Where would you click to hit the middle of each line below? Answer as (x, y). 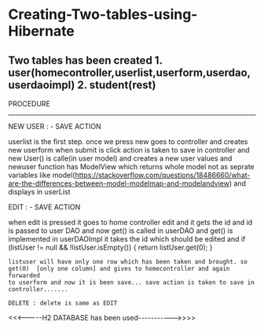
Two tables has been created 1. (85, 60)
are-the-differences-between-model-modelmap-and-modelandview (119, 183)
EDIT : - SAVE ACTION (44, 207)
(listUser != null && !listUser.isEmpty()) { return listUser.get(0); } (111, 247)
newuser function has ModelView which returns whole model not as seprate (132, 166)
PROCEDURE (29, 104)
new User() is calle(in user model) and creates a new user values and (120, 158)
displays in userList (39, 192)
